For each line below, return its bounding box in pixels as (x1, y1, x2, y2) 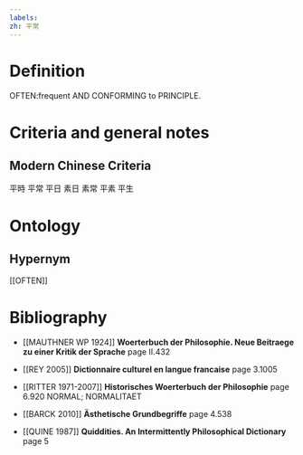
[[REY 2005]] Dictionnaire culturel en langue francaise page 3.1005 (22, 364, 278, 375)
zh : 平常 (9, 22, 40, 31)
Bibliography (9, 307, 108, 327)
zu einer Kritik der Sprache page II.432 (22, 346, 171, 357)
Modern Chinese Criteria (9, 158, 152, 174)
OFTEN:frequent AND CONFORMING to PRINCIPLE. (9, 90, 202, 101)
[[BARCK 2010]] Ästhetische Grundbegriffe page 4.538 (22, 409, 232, 420)
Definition (9, 61, 86, 81)
